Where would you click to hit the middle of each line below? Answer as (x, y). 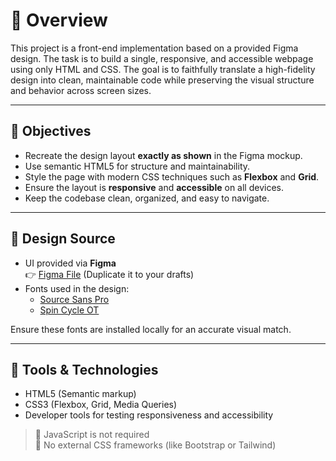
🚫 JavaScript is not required (92, 435)
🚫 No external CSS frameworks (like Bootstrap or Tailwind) (155, 445)
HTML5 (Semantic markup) (80, 394)
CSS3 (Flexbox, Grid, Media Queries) (101, 405)
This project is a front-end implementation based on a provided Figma (154, 48)
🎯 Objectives (51, 131)
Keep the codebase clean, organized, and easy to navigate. (147, 198)
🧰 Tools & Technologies (84, 369)
